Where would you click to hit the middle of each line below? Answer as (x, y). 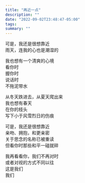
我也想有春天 (18, 103)
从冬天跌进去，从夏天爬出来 (34, 97)
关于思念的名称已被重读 (30, 139)
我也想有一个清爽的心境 (30, 61)
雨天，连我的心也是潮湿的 (32, 50)
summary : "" (18, 29)
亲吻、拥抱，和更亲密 (27, 133)
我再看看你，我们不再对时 (32, 156)
